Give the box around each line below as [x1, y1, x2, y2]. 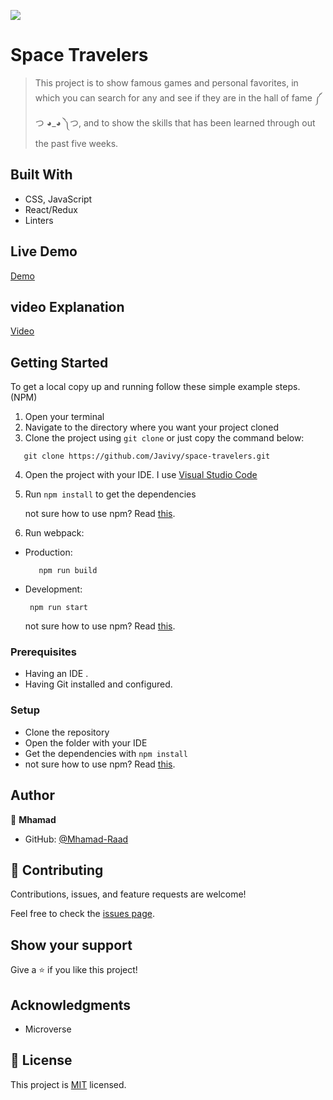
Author [10, 787, 55, 804]
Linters [24, 214, 54, 226]
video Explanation [10, 298, 125, 315]
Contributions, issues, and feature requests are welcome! [10, 888, 247, 900]
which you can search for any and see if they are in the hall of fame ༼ [34, 91, 322, 104]
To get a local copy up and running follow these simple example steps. [10, 381, 301, 393]
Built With [10, 166, 73, 184]
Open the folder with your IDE [24, 736, 148, 749]
